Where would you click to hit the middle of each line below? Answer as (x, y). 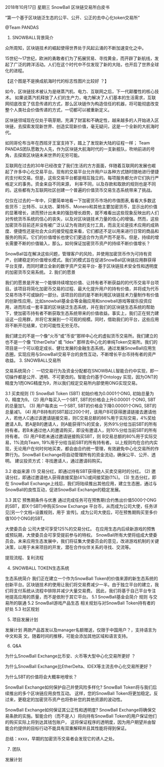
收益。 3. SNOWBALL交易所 (33, 360)
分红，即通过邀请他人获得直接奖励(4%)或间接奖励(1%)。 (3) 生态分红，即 (83, 477)
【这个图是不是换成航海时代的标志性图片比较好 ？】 (57, 81)
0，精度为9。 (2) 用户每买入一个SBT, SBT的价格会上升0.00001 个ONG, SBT (81, 399)
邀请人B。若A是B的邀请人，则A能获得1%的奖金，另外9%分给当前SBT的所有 (81, 424)
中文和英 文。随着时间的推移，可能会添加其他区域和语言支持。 (68, 636)
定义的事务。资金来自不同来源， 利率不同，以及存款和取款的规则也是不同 (82, 184)
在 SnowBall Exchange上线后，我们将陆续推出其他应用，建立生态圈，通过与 (81, 483)
